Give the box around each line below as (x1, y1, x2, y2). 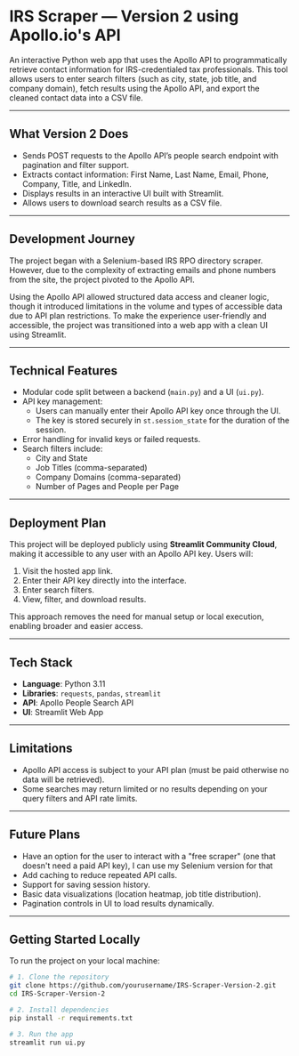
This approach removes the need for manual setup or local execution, (9, 611, 264, 622)
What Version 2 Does (9, 126, 129, 141)
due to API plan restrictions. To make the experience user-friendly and (9, 310, 267, 321)
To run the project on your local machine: (9, 955, 160, 966)
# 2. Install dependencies (9, 1005, 109, 1015)
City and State (35, 453, 88, 464)
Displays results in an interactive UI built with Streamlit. (21, 188, 224, 198)
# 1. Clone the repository (9, 972, 109, 982)
